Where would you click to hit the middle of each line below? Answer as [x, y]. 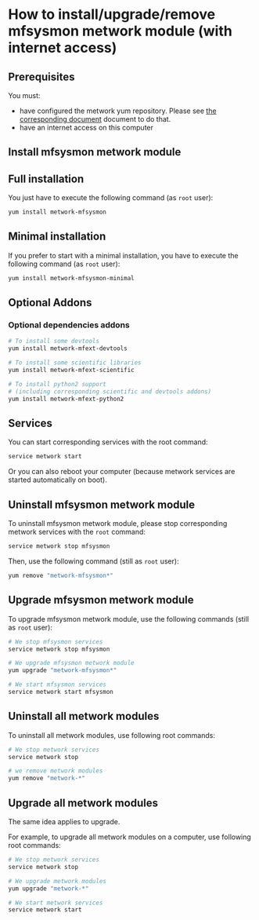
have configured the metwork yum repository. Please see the [118, 111]
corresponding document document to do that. [95, 119]
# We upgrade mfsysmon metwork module [71, 663]
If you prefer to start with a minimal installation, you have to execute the [123, 255]
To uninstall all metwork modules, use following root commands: [112, 735]
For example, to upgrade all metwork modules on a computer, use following [130, 837]
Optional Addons [50, 303]
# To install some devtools [54, 341]
